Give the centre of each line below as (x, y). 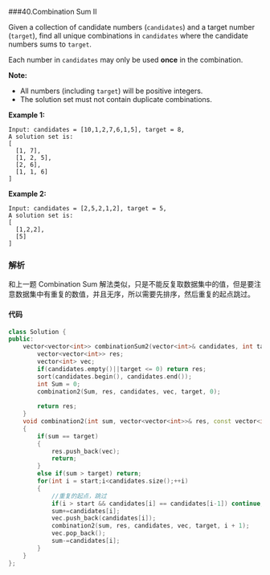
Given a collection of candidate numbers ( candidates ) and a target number (132, 27)
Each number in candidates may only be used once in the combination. (126, 60)
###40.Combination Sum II (53, 12)
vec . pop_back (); (78, 533)
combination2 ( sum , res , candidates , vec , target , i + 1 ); (150, 526)
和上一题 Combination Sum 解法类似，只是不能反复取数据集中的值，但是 (128, 284)
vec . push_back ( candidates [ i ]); (104, 518)
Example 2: (27, 194)
